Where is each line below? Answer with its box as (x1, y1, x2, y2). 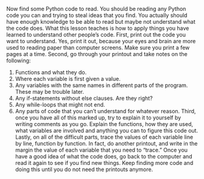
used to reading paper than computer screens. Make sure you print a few (6, 44, 190, 51)
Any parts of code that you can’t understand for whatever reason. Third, (15, 108, 196, 114)
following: (6, 57, 31, 64)
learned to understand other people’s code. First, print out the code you (6, 31, 186, 38)
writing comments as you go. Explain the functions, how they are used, (15, 121, 194, 127)
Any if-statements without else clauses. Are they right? (15, 94, 153, 102)
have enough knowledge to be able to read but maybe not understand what (6, 18, 196, 25)
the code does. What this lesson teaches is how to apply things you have (6, 24, 189, 32)
